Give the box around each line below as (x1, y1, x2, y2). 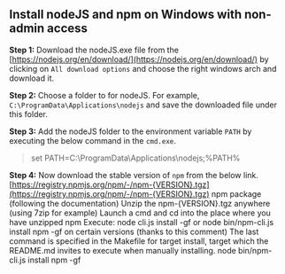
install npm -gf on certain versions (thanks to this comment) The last (9, 226, 259, 237)
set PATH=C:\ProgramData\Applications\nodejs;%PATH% (30, 153, 241, 163)
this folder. (9, 108, 49, 119)
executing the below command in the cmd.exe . (9, 135, 177, 145)
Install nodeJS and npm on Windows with (9, 7, 242, 22)
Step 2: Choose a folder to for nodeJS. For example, (9, 90, 200, 100)
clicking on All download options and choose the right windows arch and (9, 63, 277, 74)
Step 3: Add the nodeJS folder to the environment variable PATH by (9, 126, 252, 137)
